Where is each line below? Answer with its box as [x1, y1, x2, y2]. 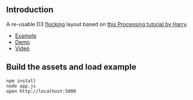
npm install [6, 77, 36, 84]
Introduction [6, 5, 54, 15]
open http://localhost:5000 [6, 88, 77, 94]
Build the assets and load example [6, 62, 137, 72]
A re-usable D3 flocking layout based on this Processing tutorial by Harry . [6, 20, 188, 27]
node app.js [6, 83, 36, 89]
